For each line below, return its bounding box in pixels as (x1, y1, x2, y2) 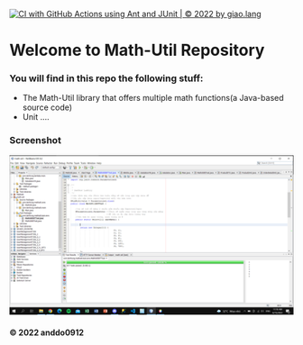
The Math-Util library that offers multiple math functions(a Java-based (22, 93, 284, 104)
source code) (22, 102, 73, 113)
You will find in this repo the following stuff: (9, 72, 204, 85)
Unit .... (22, 112, 50, 123)
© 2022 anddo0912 (9, 327, 84, 338)
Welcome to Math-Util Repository (9, 41, 265, 60)
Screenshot (9, 134, 61, 147)
